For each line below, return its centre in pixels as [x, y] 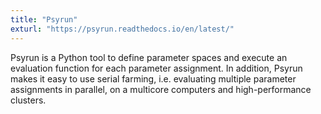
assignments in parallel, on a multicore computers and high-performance [161, 89]
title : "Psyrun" [44, 19]
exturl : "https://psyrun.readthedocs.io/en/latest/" [122, 29]
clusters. [28, 100]
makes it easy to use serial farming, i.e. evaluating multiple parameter [153, 78]
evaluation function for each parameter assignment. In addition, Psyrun [156, 68]
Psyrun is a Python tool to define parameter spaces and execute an [149, 57]
